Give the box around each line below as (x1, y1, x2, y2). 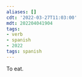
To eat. (6, 65, 24, 72)
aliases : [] (6, 8, 36, 15)
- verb (6, 32, 23, 38)
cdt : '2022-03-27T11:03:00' (6, 15, 78, 21)
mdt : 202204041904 (6, 20, 53, 26)
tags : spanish (6, 49, 43, 55)
